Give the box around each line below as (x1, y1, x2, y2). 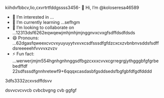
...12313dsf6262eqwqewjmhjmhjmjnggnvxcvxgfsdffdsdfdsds (12, 30, 135, 35)
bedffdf (12, 63, 28, 69)
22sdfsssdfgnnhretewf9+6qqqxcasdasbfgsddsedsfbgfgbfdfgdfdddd (12, 69, 152, 74)
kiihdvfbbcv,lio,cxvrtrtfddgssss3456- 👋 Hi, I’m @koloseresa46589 (5, 5, 139, 10)
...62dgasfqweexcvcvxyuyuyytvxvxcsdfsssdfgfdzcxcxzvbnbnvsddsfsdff (12, 40, 159, 46)
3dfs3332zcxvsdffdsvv (5, 78, 52, 83)
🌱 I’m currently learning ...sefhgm (12, 20, 80, 25)
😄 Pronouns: (12, 35, 39, 41)
